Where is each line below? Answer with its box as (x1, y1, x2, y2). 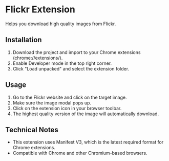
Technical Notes (5, 125, 59, 134)
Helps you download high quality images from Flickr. (5, 21, 116, 27)
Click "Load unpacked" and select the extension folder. (12, 65, 130, 71)
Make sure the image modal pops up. (12, 99, 91, 106)
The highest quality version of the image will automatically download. (12, 111, 159, 117)
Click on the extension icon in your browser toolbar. (12, 105, 122, 111)
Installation (5, 35, 42, 44)
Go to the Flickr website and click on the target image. (12, 94, 127, 100)
